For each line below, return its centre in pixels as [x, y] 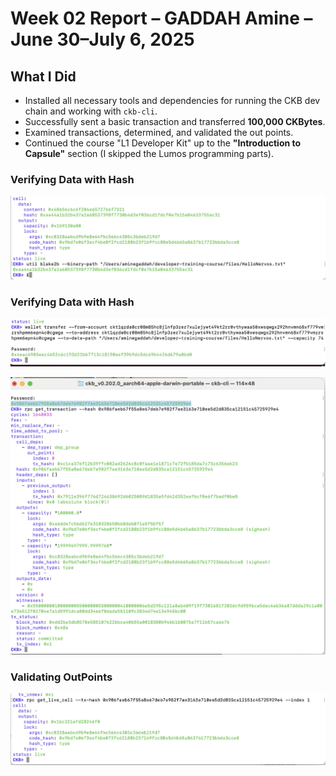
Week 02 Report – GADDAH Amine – [161, 18]
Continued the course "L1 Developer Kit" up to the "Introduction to [163, 143]
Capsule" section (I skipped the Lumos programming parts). [149, 153]
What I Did [43, 76]
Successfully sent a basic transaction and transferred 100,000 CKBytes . [175, 121]
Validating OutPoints [61, 677]
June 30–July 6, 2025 [102, 39]
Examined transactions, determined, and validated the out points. [159, 132]
